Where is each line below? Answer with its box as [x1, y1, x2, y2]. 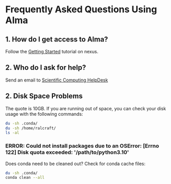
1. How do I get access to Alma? [5, 35, 108, 44]
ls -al [5, 130, 20, 135]
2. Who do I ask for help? [5, 63, 86, 72]
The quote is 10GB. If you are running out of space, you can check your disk [5, 105, 166, 111]
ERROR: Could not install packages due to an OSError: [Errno [5, 142, 159, 150]
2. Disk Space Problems [5, 92, 83, 100]
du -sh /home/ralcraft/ [5, 126, 56, 131]
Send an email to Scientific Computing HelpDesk [5, 77, 108, 83]
